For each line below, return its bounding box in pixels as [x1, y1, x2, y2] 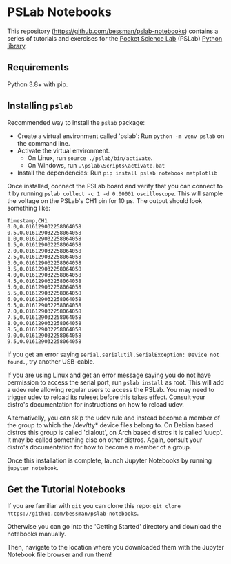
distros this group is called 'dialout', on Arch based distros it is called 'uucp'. [7, 428, 223, 436]
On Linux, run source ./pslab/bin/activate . [27, 153, 153, 162]
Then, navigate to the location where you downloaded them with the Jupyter [7, 543, 225, 552]
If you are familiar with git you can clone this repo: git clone [7, 502, 181, 510]
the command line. [17, 139, 70, 147]
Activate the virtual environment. [17, 146, 110, 155]
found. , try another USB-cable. [7, 357, 95, 366]
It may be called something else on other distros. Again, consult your [7, 436, 203, 444]
